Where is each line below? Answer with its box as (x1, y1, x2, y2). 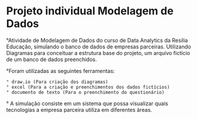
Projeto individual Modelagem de (6, 4, 174, 18)
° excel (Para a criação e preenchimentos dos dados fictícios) (6, 84, 170, 90)
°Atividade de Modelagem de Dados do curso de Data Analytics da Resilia (6, 36, 189, 44)
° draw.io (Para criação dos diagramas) (6, 79, 109, 85)
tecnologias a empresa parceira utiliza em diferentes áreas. (6, 106, 153, 113)
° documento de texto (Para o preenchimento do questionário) (6, 89, 165, 95)
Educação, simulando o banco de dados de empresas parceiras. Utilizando (6, 43, 192, 50)
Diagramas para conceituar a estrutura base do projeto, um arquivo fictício (6, 49, 190, 56)
